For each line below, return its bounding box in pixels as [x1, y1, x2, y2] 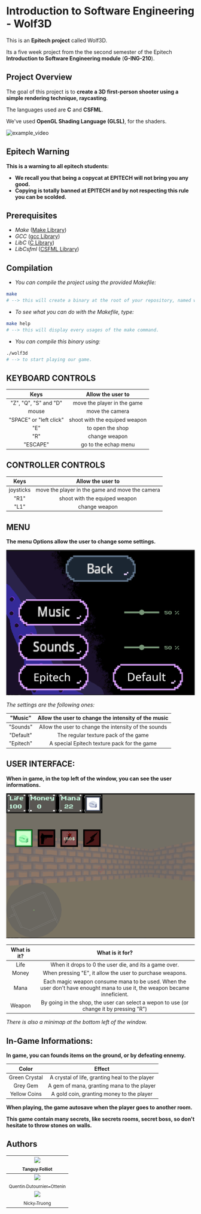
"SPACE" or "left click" [8, 416, 65, 423]
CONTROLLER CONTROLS [6, 460, 106, 470]
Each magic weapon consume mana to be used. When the [43, 978, 187, 985]
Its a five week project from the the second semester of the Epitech [6, 48, 172, 55]
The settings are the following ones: [6, 701, 95, 708]
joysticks [8, 487, 31, 494]
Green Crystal [8, 1074, 43, 1081]
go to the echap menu [80, 441, 135, 448]
